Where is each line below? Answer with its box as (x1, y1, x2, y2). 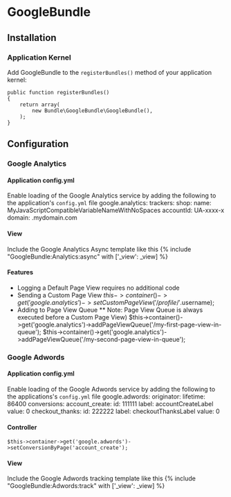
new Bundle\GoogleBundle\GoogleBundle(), (32, 107, 154, 114)
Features (7, 268, 33, 277)
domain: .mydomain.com (7, 213, 77, 222)
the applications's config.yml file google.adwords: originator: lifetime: (7, 392, 205, 401)
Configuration (7, 138, 69, 150)
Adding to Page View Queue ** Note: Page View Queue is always (17, 306, 203, 314)
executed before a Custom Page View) (17, 313, 128, 321)
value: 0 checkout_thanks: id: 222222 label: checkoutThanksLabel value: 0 (7, 407, 220, 415)
